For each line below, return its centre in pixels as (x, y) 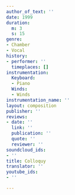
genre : (14, 39)
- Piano (21, 84)
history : (17, 56)
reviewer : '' (27, 144)
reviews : (17, 117)
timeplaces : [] (30, 67)
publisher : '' (24, 111)
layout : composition (32, 106)
